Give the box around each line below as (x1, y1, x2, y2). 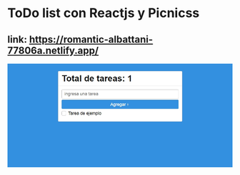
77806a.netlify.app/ (7, 44, 99, 56)
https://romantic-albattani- (29, 33, 154, 46)
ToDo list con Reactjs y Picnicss (7, 5, 200, 21)
